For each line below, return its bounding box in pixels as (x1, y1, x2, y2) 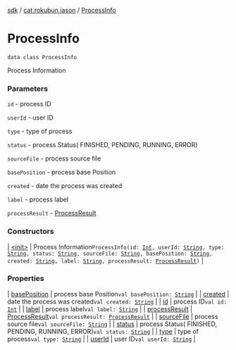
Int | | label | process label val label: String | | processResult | (7, 304, 192, 313)
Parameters (7, 84, 48, 94)
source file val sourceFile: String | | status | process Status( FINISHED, (7, 320, 217, 328)
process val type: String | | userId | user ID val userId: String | (7, 335, 196, 343)
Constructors (7, 227, 54, 237)
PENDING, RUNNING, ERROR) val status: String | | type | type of (7, 327, 199, 335)
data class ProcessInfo (7, 54, 77, 61)
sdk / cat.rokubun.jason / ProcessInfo (7, 6, 116, 14)
